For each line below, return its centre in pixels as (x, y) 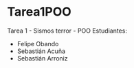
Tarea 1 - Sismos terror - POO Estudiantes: (67, 31)
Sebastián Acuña (41, 51)
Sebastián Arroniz (42, 58)
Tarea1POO (40, 12)
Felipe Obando (38, 44)
